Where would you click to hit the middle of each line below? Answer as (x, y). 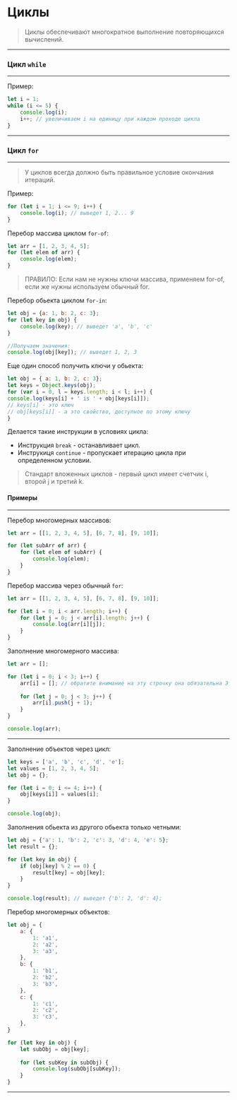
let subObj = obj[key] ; (55, 1049)
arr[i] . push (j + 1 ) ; (63, 703)
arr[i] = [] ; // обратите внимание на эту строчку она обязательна (121, 683)
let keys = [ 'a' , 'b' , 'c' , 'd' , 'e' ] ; (66, 762)
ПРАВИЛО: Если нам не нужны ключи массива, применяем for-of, (124, 279)
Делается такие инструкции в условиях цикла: (78, 432)
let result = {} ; (33, 846)
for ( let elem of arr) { (44, 253)
